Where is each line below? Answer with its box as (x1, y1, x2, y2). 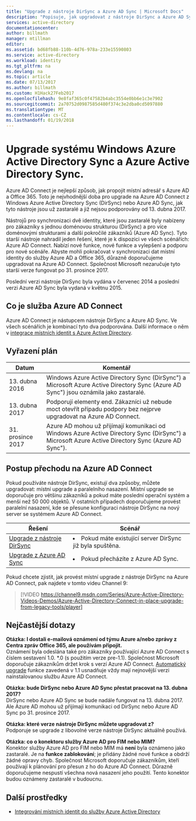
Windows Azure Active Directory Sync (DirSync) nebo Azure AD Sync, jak (6, 200, 183, 207)
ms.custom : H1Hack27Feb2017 (6, 90, 75, 96)
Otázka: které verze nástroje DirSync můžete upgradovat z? (6, 721, 155, 728)
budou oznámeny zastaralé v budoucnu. (6, 775, 103, 782)
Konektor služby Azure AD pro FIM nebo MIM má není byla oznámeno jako (6, 744, 185, 751)
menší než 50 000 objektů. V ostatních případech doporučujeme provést (6, 498, 181, 505)
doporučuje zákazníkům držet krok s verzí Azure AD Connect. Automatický (6, 661, 186, 668)
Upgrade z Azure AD (9, 551, 66, 559)
